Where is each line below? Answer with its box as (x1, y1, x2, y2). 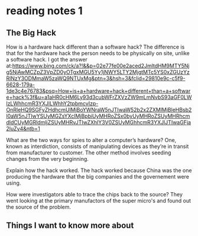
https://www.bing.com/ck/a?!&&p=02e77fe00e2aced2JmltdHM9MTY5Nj (12, 62, 190, 69)
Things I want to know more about (6, 221, 134, 231)
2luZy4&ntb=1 (6, 125, 40, 132)
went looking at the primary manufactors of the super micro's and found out (6, 197, 191, 204)
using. (6, 179, 21, 186)
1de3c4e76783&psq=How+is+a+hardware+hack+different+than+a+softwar (6, 88, 191, 94)
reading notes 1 (6, 4, 83, 18)
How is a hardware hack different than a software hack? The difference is (6, 43, 185, 50)
